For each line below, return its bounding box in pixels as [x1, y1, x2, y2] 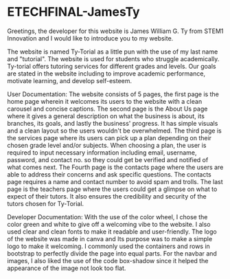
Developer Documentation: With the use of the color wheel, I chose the [7, 212, 208, 221]
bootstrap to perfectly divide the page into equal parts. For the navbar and [7, 249, 218, 258]
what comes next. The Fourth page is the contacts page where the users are [7, 163, 224, 171]
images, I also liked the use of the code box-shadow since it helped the [7, 256, 209, 265]
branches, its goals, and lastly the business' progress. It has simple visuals [7, 119, 218, 127]
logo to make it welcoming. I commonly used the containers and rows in [7, 242, 211, 250]
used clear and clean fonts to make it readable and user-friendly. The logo [7, 227, 218, 236]
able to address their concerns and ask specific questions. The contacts [7, 170, 211, 179]
